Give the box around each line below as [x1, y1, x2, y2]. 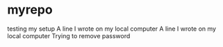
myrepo [7, 2, 53, 18]
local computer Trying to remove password [7, 31, 131, 40]
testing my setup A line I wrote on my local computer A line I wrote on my [7, 25, 217, 33]
